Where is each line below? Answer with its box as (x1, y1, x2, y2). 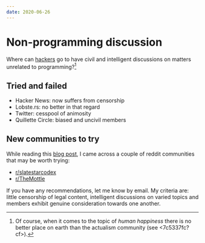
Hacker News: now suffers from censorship (15, 97, 125, 104)
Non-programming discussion (6, 35, 163, 49)
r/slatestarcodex (15, 169, 57, 176)
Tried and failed (6, 81, 67, 91)
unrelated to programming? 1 (6, 62, 77, 70)
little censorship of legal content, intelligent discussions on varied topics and (6, 193, 199, 200)
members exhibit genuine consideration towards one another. (6, 200, 161, 207)
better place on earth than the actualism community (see (15, 223, 159, 231)
